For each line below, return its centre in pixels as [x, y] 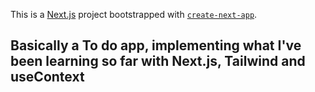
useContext [47, 77]
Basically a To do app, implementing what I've [156, 45]
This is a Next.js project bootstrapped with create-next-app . [134, 14]
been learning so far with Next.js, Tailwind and [158, 61]
